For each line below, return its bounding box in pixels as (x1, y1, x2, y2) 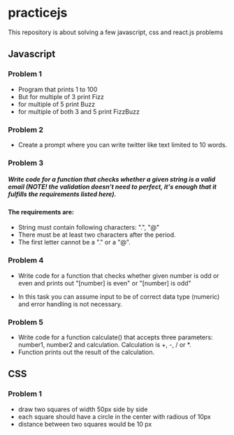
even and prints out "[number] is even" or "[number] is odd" (17, 279, 191, 287)
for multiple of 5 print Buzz (17, 100, 96, 108)
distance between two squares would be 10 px (17, 420, 152, 428)
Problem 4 (8, 256, 44, 265)
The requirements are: (8, 207, 74, 216)
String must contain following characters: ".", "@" (17, 223, 160, 232)
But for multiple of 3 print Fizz (17, 92, 104, 101)
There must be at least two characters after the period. (17, 230, 177, 239)
